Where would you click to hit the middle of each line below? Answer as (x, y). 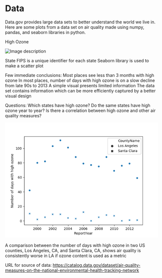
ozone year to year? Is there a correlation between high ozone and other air (81, 111)
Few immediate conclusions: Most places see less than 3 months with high (80, 75)
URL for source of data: (28, 265)
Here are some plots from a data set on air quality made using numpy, (75, 27)
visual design (18, 96)
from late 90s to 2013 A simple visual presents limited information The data (80, 85)
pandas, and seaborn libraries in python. (45, 32)
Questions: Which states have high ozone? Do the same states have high (78, 105)
